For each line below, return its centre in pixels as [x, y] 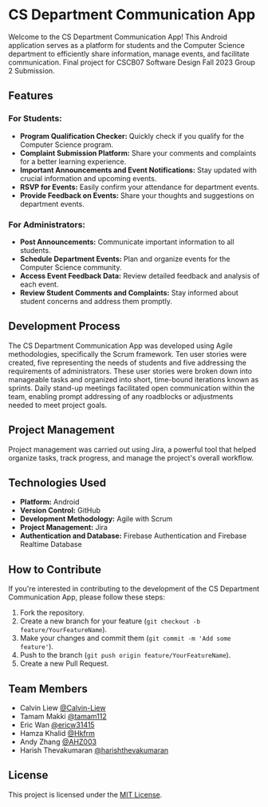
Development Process [65, 326]
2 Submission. [32, 70]
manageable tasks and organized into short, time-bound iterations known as [134, 379]
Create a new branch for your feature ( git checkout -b [110, 621]
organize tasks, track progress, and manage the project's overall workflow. [131, 457]
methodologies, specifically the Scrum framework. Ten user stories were [128, 354]
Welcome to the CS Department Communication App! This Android [118, 37]
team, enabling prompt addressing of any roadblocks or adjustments [121, 396]
